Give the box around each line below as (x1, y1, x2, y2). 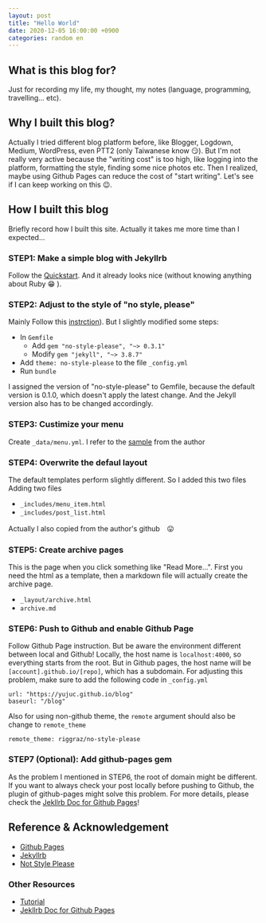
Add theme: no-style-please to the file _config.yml (19, 358, 189, 368)
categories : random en (8, 34, 84, 42)
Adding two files (8, 483, 62, 493)
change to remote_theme (8, 720, 86, 730)
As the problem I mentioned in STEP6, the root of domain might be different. (8, 771, 257, 782)
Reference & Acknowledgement (8, 821, 169, 834)
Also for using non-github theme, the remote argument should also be (8, 712, 237, 721)
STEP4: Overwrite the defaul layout (8, 456, 148, 467)
